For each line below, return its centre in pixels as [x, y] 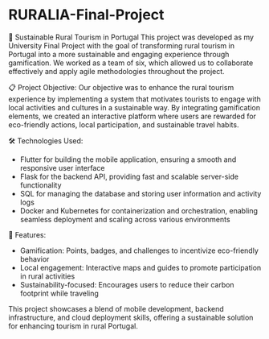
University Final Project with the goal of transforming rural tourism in [122, 45]
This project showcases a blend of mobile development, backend [116, 308]
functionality [41, 185]
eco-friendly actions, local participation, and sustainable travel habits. [124, 124]
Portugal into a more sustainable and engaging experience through [119, 54]
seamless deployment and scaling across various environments [125, 219]
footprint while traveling [59, 293]
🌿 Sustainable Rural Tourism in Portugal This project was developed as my [131, 37]
